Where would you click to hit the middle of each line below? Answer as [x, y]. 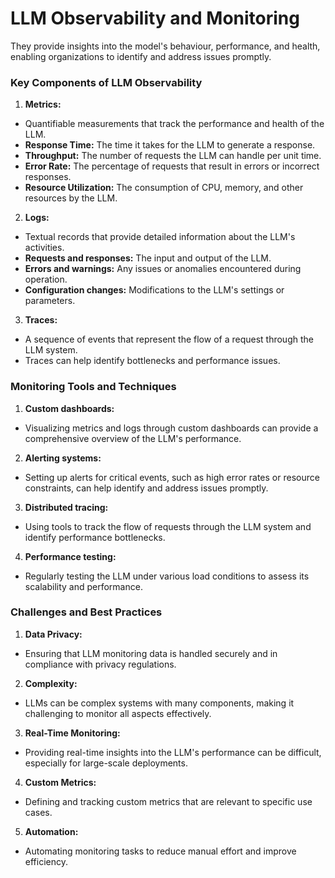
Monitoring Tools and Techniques [93, 387]
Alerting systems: [63, 458]
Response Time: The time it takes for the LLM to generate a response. [170, 145]
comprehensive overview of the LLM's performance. [133, 438]
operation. [46, 279]
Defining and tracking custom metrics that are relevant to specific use [168, 801]
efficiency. [46, 861]
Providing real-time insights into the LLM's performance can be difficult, [173, 752]
